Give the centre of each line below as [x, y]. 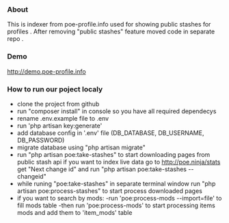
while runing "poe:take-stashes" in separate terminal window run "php [116, 183]
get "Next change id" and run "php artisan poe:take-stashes [102, 169]
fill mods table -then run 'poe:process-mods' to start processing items [116, 205]
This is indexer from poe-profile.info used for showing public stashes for [109, 25]
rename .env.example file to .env [63, 118]
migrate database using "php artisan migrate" [81, 147]
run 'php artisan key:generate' [59, 125]
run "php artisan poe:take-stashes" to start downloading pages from [113, 154]
